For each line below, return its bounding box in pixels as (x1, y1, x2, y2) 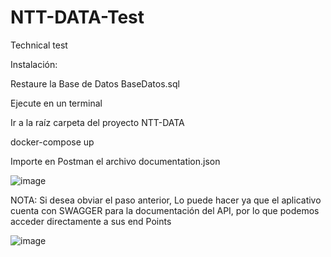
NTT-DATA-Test (10, 6, 145, 29)
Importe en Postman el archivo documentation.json (10, 155, 221, 167)
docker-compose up (10, 136, 95, 148)
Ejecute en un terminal (10, 97, 103, 109)
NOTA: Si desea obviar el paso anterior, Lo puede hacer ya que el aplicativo (10, 194, 322, 206)
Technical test (10, 39, 68, 51)
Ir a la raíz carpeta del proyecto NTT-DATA (10, 116, 185, 128)
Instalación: (10, 58, 58, 70)
